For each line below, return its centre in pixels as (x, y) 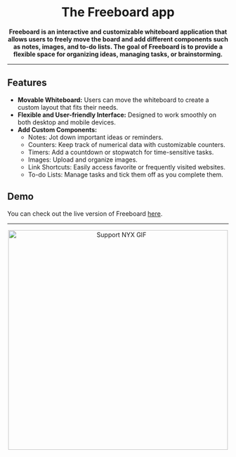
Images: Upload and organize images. (83, 160)
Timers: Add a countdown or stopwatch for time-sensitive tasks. (121, 152)
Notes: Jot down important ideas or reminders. (96, 137)
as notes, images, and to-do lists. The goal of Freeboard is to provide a (118, 46)
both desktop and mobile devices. (66, 122)
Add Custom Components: (57, 129)
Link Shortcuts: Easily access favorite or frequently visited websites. (127, 167)
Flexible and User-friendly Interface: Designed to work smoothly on (117, 115)
